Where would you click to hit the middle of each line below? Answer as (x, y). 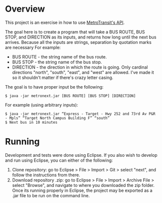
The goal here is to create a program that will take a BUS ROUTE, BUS (75, 32)
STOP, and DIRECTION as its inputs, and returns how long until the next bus (81, 37)
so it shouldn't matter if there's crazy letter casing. (63, 77)
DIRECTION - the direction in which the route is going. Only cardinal (80, 67)
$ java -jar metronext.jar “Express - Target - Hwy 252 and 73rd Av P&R (80, 114)
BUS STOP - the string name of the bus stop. (57, 62)
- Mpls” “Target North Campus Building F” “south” (57, 118)
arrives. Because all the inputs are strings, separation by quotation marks (78, 42)
